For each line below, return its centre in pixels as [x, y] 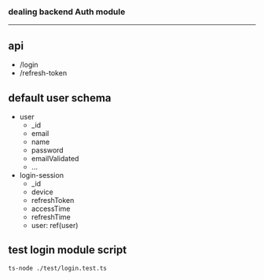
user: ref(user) [55, 225]
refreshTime [51, 217]
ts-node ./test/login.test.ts [58, 268]
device [42, 192]
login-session [42, 175]
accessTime [51, 208]
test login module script [68, 250]
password [48, 150]
